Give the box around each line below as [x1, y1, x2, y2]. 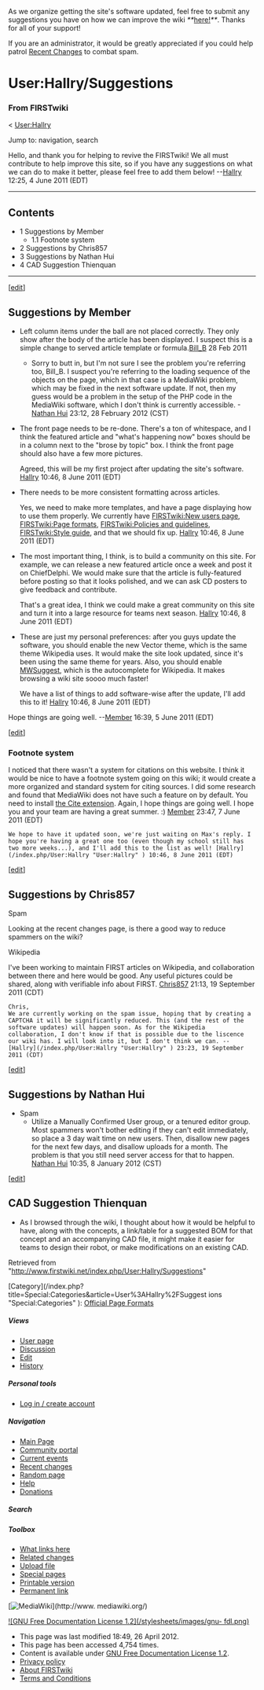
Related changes [19, 1552, 75, 1563]
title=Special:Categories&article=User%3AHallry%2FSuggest [8, 1289, 207, 1299]
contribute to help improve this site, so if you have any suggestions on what [8, 159, 253, 168]
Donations [19, 1486, 53, 1496]
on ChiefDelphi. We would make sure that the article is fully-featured [19, 568, 242, 578]
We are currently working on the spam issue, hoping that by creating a [8, 1010, 251, 1018]
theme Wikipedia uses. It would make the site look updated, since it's [19, 648, 244, 659]
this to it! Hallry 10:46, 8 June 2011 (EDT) [19, 697, 151, 707]
